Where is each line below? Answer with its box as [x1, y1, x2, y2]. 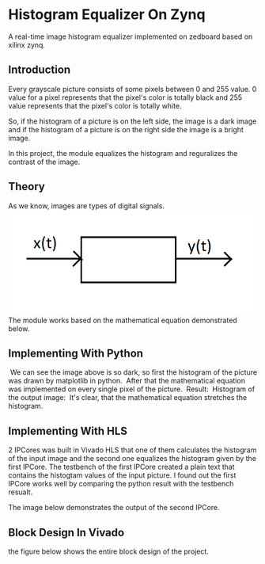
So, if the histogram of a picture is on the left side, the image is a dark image [8, 116, 257, 126]
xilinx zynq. [8, 40, 46, 49]
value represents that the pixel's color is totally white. [8, 101, 182, 110]
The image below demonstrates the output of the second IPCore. [8, 503, 220, 513]
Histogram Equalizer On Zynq [8, 6, 206, 24]
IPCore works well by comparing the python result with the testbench [8, 479, 234, 489]
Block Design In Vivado [8, 525, 125, 539]
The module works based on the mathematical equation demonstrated [8, 315, 237, 325]
